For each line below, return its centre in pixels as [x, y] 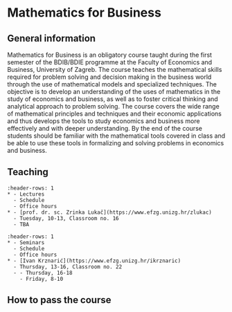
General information [51, 38]
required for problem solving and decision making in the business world [109, 77]
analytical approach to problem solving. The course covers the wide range [113, 106]
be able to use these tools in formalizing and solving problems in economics [116, 143]
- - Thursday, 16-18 [43, 273]
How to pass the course [60, 300]
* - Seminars [26, 242]
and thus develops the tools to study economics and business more [104, 121]
